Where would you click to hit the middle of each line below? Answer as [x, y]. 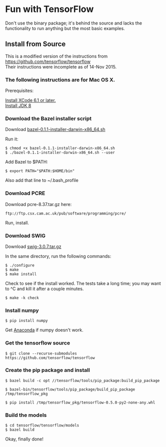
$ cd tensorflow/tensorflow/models [42, 425]
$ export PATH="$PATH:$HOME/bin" [40, 171]
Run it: [12, 139]
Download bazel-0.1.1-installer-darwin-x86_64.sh [55, 129]
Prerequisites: [19, 90]
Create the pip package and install [47, 370]
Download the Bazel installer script [48, 118]
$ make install [21, 274]
